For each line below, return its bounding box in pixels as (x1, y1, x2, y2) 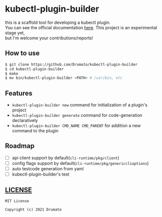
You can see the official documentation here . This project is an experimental (5, 24, 158, 30)
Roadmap (5, 142, 35, 150)
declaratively (12, 118, 38, 124)
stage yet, (5, 30, 25, 36)
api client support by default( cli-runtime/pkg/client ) (12, 155, 120, 161)
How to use (5, 49, 40, 57)
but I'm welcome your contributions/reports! (5, 35, 93, 41)
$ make (5, 71, 18, 76)
